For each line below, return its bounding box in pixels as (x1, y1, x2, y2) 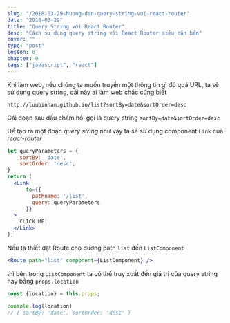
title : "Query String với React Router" (7, 23, 126, 30)
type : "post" (7, 42, 45, 49)
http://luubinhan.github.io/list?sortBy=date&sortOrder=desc (7, 101, 187, 108)
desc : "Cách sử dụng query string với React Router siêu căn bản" (7, 29, 202, 37)
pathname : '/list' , (32, 192, 88, 199)
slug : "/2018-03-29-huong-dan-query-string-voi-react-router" (7, 10, 190, 17)
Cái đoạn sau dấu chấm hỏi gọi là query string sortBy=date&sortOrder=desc (7, 113, 220, 122)
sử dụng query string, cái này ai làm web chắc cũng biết (7, 88, 167, 96)
